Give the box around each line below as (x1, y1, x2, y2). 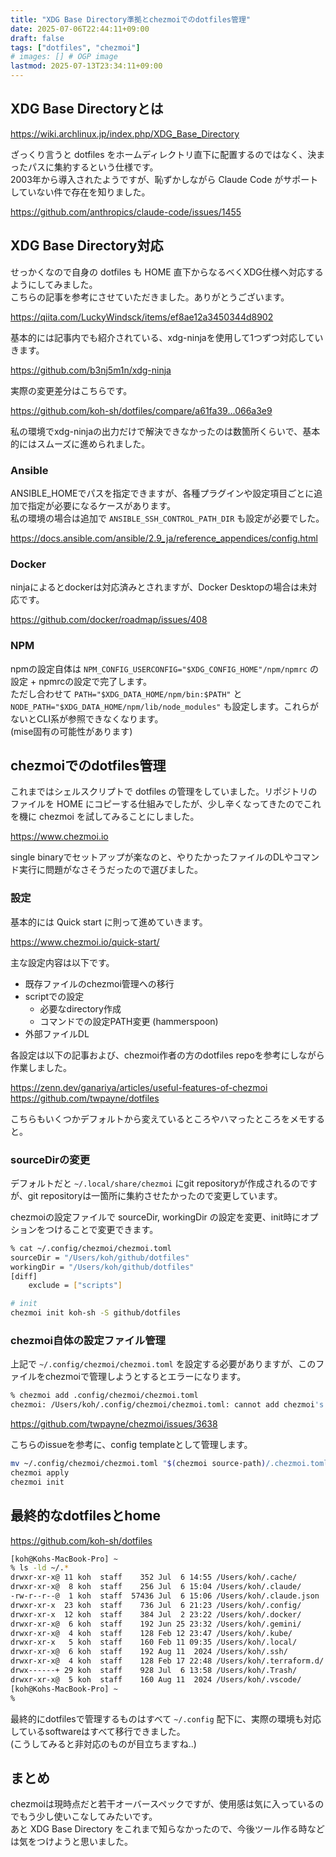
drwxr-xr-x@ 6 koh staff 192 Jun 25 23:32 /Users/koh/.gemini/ (10, 1619, 302, 1629)
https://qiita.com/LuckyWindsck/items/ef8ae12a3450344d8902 (10, 311, 274, 323)
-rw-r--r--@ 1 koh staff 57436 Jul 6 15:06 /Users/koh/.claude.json (10, 1591, 320, 1601)
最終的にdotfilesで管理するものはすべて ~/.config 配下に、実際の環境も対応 (10, 1712, 322, 1725)
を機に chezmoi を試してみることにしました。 (10, 811, 200, 823)
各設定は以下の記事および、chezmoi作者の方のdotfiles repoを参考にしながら (10, 1049, 325, 1061)
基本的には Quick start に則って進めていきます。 (10, 916, 208, 928)
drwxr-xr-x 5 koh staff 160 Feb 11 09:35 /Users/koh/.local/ (10, 1637, 298, 1648)
